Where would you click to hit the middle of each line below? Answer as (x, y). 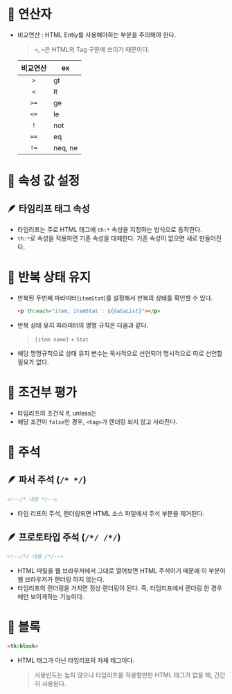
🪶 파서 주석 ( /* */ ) (47, 480)
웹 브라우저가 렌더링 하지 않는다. (61, 580)
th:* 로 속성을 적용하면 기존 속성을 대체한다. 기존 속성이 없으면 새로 (107, 238)
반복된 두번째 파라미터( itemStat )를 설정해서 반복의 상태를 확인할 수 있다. (115, 298)
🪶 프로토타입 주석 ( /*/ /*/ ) (64, 537)
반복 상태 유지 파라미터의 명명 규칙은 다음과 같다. (83, 325)
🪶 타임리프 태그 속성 (48, 208)
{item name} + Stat (62, 339)
